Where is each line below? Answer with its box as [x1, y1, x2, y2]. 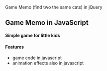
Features [5, 44, 24, 50]
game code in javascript [12, 55, 62, 61]
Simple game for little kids [5, 32, 61, 38]
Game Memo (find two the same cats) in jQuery [5, 4, 103, 10]
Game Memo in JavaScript [5, 18, 89, 27]
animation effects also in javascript [12, 60, 84, 66]
